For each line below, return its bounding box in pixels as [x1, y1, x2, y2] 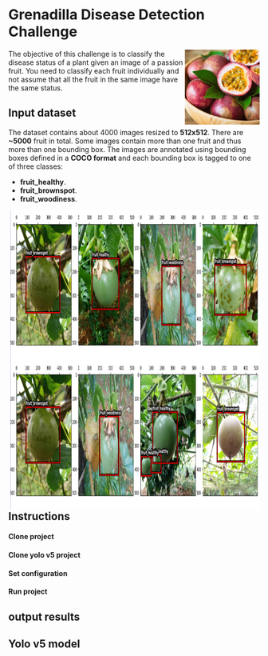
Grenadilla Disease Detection [8, 6, 205, 24]
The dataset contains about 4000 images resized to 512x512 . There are [8, 127, 244, 137]
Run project [8, 586, 48, 597]
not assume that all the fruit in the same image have [8, 74, 178, 84]
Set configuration [8, 568, 68, 578]
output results [8, 610, 81, 623]
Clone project [8, 532, 54, 542]
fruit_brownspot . [19, 186, 77, 195]
